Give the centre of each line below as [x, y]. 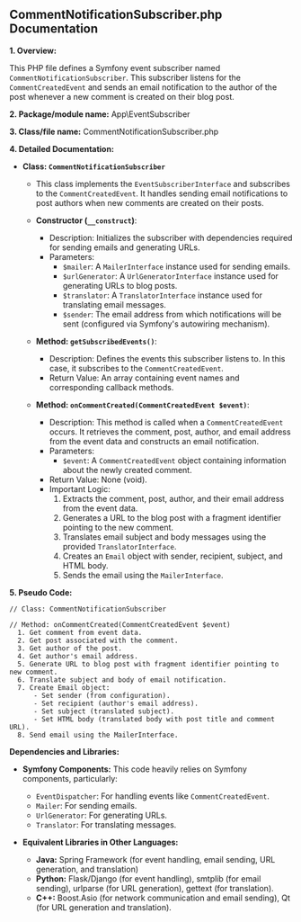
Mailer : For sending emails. [86, 805]
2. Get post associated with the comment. [98, 640]
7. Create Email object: [64, 687]
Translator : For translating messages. [106, 824]
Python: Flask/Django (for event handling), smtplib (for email [148, 878]
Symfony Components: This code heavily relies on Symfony [134, 769]
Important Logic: [80, 488]
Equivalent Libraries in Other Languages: [100, 842]
